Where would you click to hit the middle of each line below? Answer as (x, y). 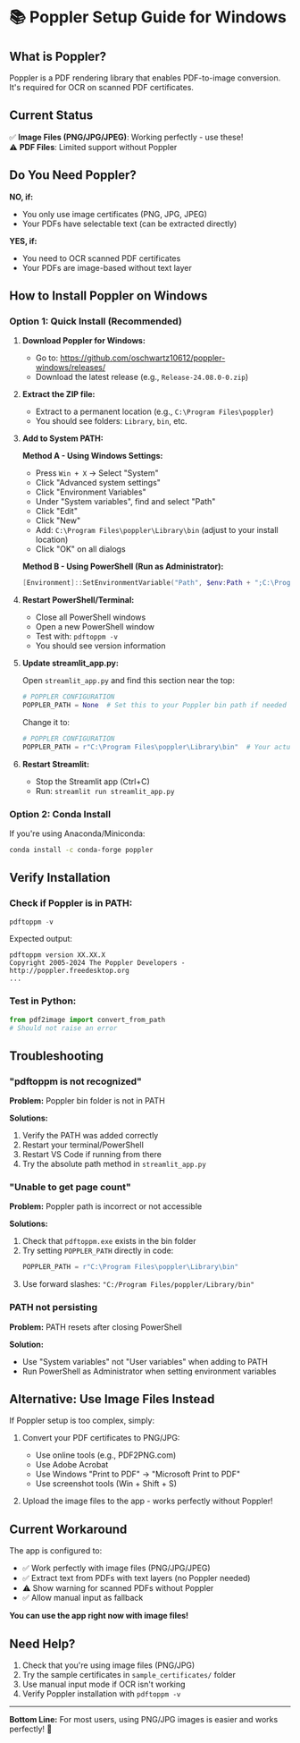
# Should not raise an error (63, 1028)
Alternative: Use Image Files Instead (112, 1399)
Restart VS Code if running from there (92, 1155)
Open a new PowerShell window (95, 627)
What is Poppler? (58, 56)
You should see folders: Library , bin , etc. (111, 421)
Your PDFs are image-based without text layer (107, 267)
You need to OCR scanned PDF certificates (101, 258)
